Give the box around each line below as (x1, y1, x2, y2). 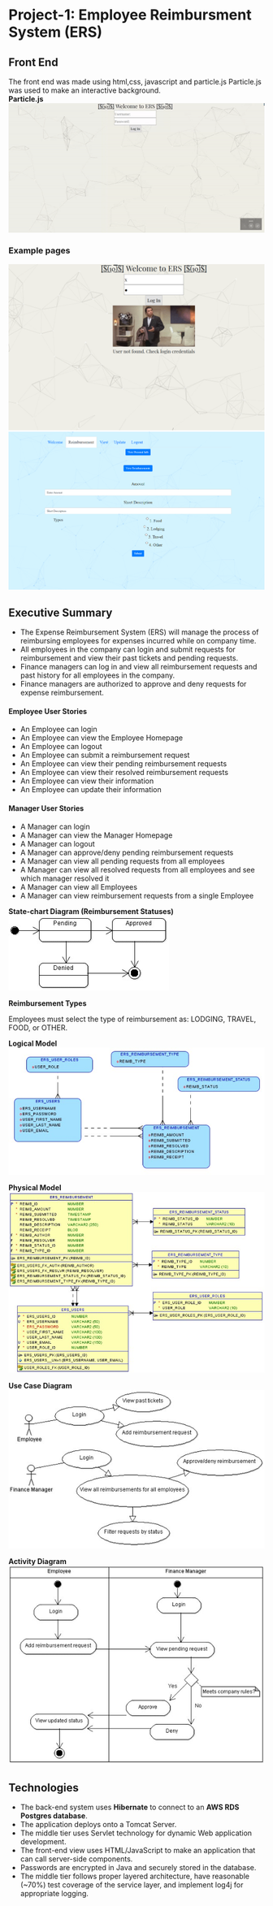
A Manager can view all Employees (19, 882, 138, 891)
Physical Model (8, 1182, 62, 1192)
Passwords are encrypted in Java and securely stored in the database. (19, 1862, 257, 1872)
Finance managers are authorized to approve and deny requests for (19, 679, 247, 689)
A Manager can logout (19, 838, 95, 848)
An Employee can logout (19, 742, 103, 752)
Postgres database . (19, 1810, 88, 1821)
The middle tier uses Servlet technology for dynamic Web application (19, 1828, 253, 1838)
